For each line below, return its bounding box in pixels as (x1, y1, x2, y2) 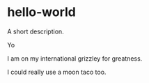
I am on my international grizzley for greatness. (7, 54, 143, 63)
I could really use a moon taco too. (7, 68, 107, 76)
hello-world (7, 4, 77, 20)
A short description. (7, 27, 64, 36)
